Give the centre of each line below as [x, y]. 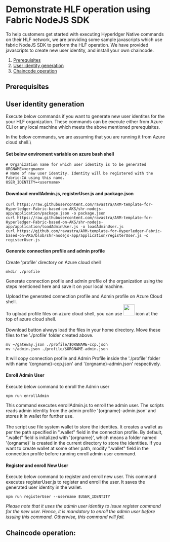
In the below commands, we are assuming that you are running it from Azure [86, 137]
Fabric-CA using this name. [35, 178]
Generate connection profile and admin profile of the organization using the [84, 281]
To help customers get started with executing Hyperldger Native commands [85, 34]
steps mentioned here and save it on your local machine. [65, 286]
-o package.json [88, 213]
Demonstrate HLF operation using [78, 9]
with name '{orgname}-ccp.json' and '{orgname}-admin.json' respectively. [83, 364]
